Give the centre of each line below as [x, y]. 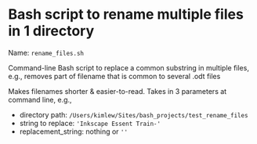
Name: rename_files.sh [46, 52]
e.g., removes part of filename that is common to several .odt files [114, 76]
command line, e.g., [40, 99]
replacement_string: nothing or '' [73, 131]
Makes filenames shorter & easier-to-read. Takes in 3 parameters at [118, 91]
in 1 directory [51, 31]
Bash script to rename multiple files [126, 14]
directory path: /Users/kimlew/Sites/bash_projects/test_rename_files [134, 114]
